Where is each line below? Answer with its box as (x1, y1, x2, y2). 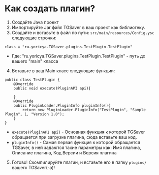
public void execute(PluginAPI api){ (13, 86, 91, 91)
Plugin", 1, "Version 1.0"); (4, 112, 64, 117)
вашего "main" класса (11, 58, 59, 64)
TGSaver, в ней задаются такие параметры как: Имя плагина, (11, 145, 141, 150)
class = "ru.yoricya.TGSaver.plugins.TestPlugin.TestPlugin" (4, 44, 133, 49)
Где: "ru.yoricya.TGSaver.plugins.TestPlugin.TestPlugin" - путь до (11, 53, 146, 59)
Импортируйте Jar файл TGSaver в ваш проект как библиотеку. (11, 24, 146, 30)
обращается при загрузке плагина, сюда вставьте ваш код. (11, 134, 137, 140)
